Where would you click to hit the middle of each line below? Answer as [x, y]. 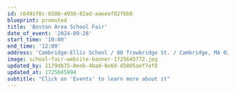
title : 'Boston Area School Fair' [58, 27]
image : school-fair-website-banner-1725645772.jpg [83, 59]
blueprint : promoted [37, 20]
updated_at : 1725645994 [42, 72]
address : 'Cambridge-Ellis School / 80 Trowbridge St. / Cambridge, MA [114, 53]
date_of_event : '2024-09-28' [50, 33]
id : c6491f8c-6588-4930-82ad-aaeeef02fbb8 [70, 14]
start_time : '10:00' [37, 40]
